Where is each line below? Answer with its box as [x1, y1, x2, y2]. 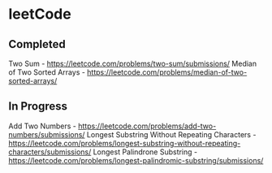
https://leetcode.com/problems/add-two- [78, 121, 217, 131]
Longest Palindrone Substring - [93, 147, 197, 157]
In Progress [8, 99, 67, 114]
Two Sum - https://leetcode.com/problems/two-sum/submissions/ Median [8, 58, 257, 68]
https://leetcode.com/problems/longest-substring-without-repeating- [8, 138, 241, 148]
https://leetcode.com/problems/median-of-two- [86, 67, 248, 77]
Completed [8, 37, 67, 51]
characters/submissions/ [8, 147, 92, 157]
